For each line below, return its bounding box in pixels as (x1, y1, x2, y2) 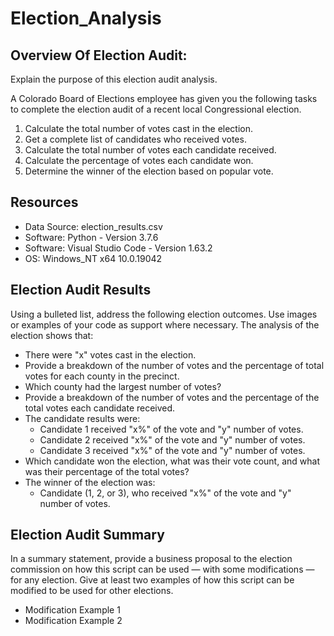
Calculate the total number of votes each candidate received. (24, 144, 277, 156)
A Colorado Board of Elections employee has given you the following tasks (10, 93, 318, 104)
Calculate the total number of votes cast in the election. (24, 123, 254, 134)
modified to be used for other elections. (10, 585, 174, 597)
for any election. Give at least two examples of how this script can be (10, 574, 295, 586)
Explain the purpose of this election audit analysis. (10, 73, 218, 85)
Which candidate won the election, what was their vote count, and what (24, 455, 320, 467)
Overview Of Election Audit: (10, 47, 188, 64)
